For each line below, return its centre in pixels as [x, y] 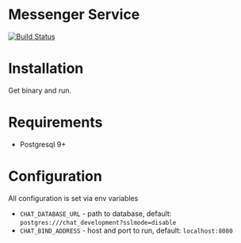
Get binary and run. [40, 90]
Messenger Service [74, 15]
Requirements [55, 122]
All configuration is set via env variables [73, 198]
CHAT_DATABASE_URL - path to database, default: [96, 213]
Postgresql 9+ [42, 144]
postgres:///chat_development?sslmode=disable [98, 222]
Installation [46, 68]
